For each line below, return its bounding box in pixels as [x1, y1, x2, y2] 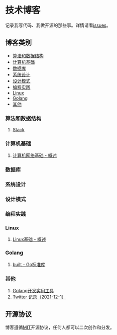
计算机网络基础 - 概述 [12, 152, 57, 158]
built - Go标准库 [12, 261, 46, 267]
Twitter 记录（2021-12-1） [12, 294, 66, 300]
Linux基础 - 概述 [12, 236, 46, 242]
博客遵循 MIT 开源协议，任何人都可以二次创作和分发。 [5, 324, 114, 330]
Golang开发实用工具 [12, 287, 54, 293]
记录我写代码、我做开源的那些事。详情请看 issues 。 [5, 22, 111, 28]
